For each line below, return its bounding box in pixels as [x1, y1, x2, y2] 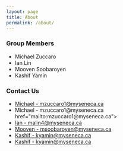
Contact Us [6, 87, 40, 95]
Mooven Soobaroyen [14, 65, 67, 73]
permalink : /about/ [6, 20, 55, 26]
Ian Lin [14, 59, 31, 66]
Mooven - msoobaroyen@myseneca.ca [14, 125, 112, 133]
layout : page [6, 8, 39, 15]
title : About [6, 14, 39, 20]
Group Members [6, 39, 55, 48]
